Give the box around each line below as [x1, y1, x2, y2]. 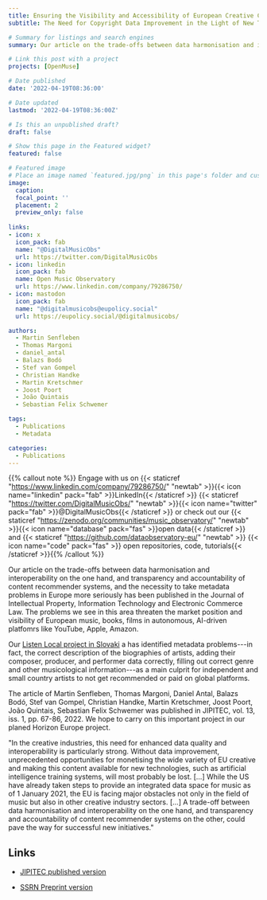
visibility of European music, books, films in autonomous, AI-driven [8, 616, 228, 625]
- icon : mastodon [8, 290, 66, 298]
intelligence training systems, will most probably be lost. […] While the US [8, 772, 250, 781]
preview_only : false [15, 209, 83, 217]
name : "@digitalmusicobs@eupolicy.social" [15, 304, 158, 313]
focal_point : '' [15, 194, 69, 202]
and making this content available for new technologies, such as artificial [8, 764, 246, 773]
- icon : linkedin [8, 260, 66, 268]
